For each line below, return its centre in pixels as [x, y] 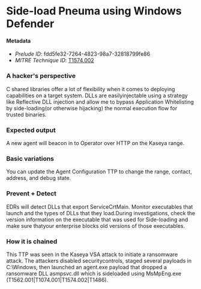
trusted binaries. [26, 115]
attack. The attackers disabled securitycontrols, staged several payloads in [99, 261]
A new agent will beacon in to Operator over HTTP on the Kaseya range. [95, 143]
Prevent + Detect [31, 194]
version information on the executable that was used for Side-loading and [97, 219]
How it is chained [32, 241]
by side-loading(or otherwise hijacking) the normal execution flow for [92, 108]
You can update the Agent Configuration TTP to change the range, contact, [99, 171]
